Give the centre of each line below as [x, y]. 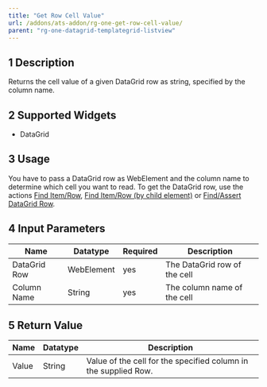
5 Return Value [46, 325]
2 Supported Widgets [62, 115]
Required [140, 251]
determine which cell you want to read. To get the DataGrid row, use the [126, 187]
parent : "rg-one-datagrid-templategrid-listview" [92, 30]
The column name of [204, 287]
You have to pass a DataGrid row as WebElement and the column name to [129, 178]
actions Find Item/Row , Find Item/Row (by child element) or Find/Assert [125, 195]
